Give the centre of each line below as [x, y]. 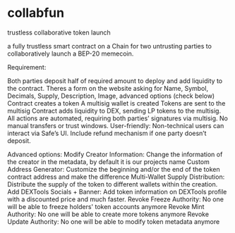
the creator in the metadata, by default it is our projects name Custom [108, 162]
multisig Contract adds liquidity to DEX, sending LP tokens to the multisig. [114, 111]
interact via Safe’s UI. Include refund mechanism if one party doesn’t [107, 133]
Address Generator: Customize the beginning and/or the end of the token [114, 169]
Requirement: [27, 67]
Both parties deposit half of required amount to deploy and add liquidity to [115, 81]
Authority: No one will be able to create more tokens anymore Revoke [108, 214]
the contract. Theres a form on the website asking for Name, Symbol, [108, 88]
